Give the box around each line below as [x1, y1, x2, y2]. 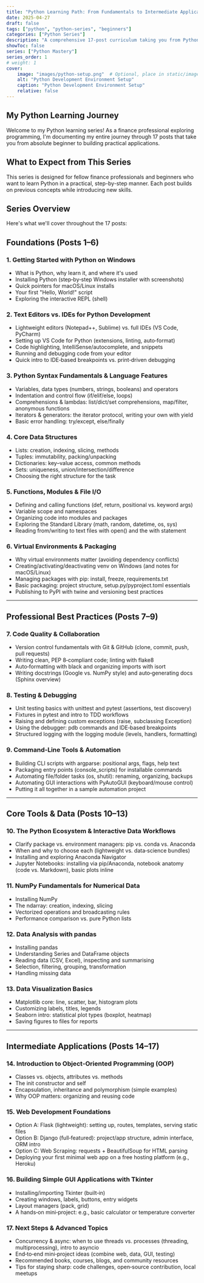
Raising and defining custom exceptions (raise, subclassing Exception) [15, 718, 192, 725]
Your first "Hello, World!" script [15, 289, 93, 296]
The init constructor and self [15, 1080, 86, 1087]
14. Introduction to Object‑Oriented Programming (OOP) [6, 1059, 174, 1067]
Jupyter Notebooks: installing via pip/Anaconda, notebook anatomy [15, 860, 184, 867]
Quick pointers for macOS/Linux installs [15, 282, 115, 289]
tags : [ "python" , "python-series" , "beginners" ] [6, 26, 132, 32]
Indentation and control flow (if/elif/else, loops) [15, 392, 133, 399]
